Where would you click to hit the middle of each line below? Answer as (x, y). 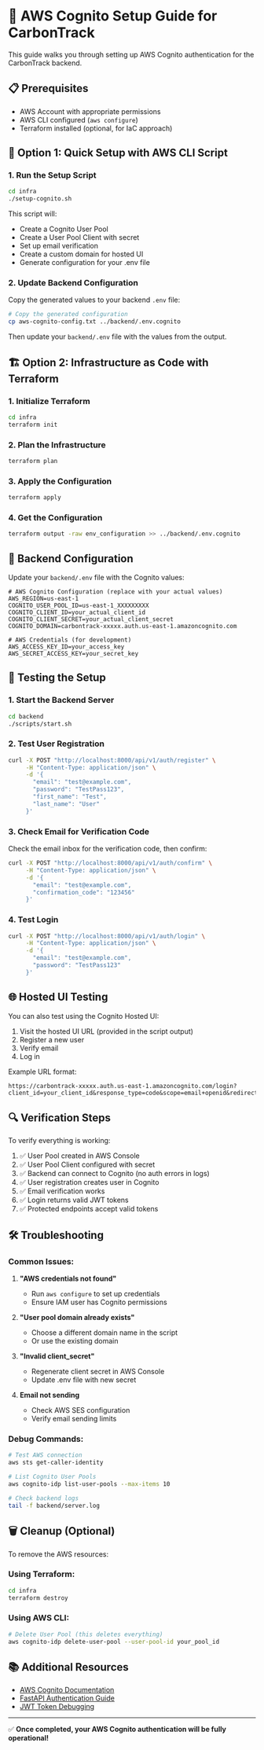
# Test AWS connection (45, 1455)
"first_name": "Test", (70, 797)
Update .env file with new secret (84, 1380)
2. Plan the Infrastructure (57, 445)
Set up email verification (59, 246)
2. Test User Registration (56, 744)
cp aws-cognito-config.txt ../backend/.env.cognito (94, 322)
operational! (29, 1738)
